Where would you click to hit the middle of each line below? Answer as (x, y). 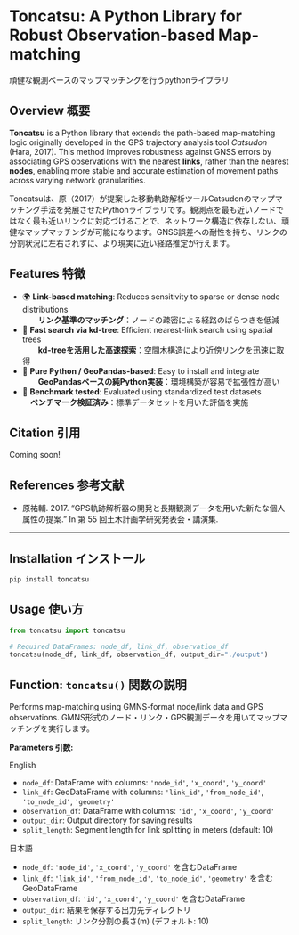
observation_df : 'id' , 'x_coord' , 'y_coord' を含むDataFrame (133, 899)
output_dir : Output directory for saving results (107, 820)
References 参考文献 (67, 485)
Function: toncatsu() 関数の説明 (98, 684)
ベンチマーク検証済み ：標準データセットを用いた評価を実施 (139, 402)
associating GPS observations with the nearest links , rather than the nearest (149, 161)
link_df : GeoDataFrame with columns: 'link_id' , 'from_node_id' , (143, 792)
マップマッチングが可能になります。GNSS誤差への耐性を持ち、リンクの (156, 232)
